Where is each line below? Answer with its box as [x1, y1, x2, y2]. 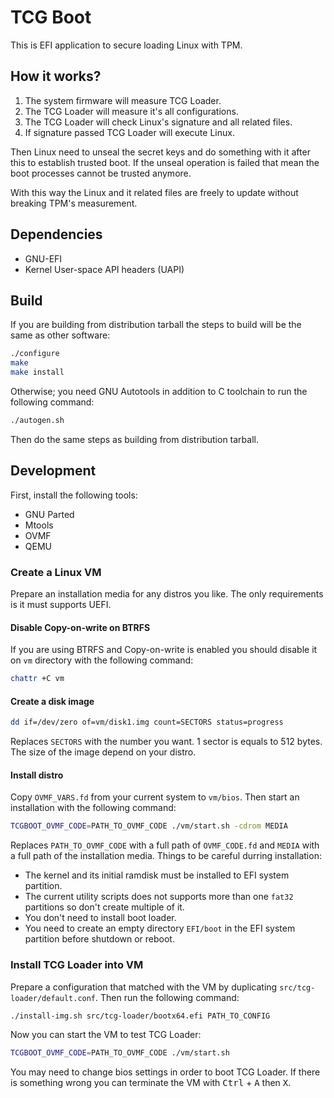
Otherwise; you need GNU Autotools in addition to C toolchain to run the [10, 386, 308, 397]
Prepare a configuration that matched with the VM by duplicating [10, 981, 278, 993]
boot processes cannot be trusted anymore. [10, 167, 192, 179]
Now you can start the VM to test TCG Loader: [10, 1029, 202, 1041]
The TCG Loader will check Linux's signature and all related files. [24, 116, 293, 128]
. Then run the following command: [95, 991, 240, 1003]
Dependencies [10, 226, 103, 243]
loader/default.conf [10, 993, 97, 1003]
